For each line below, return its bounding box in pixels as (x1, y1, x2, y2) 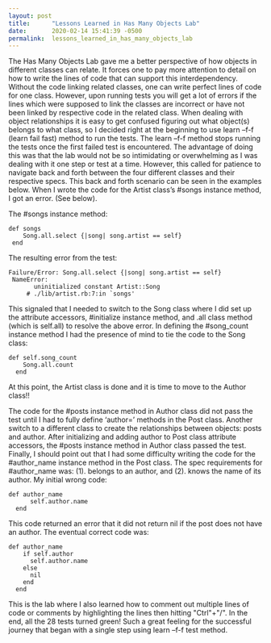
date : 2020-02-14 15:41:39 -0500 (8, 27, 143, 35)
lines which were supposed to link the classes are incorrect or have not (8, 99, 245, 109)
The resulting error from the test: (8, 253, 118, 263)
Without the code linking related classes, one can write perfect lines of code (8, 82, 262, 92)
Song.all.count (23, 361, 74, 370)
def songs (8, 225, 42, 233)
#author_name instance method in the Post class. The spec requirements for (8, 457, 263, 468)
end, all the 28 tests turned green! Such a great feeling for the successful (8, 616, 252, 626)
